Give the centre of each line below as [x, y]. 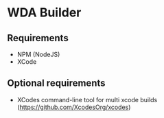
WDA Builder [44, 13]
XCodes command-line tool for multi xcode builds [87, 99]
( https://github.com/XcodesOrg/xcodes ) [74, 107]
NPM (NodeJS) [38, 54]
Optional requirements [56, 83]
